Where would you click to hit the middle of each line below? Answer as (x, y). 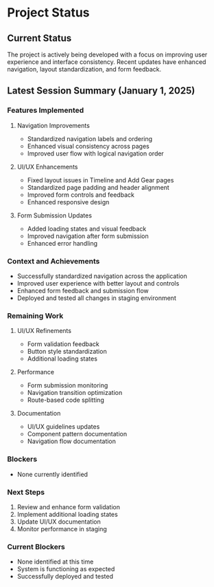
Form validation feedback (63, 344)
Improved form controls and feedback (81, 195)
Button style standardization (67, 352)
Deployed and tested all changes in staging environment (96, 298)
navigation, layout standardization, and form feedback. (84, 69)
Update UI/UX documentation (59, 522)
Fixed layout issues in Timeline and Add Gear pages (100, 180)
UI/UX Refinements (44, 331)
